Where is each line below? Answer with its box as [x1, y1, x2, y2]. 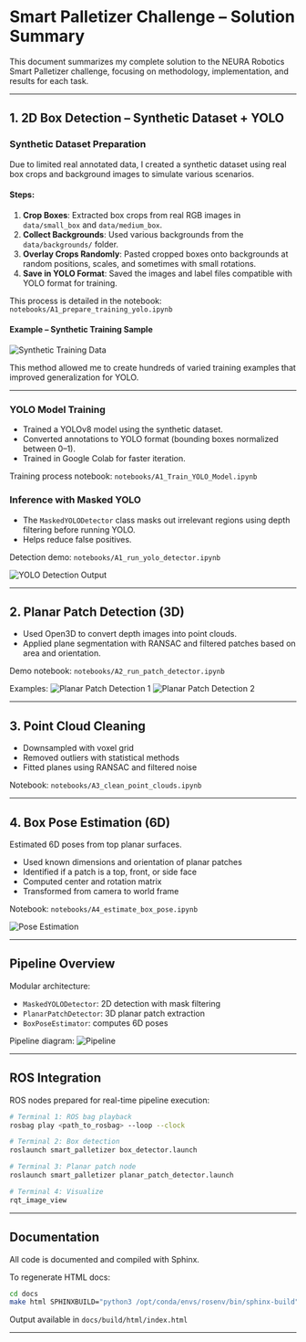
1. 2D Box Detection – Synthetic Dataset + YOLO [9, 111, 285, 126]
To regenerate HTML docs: [9, 1272, 111, 1283]
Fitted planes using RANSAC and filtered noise [22, 762, 198, 773]
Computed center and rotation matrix [22, 876, 162, 887]
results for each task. [9, 75, 89, 86]
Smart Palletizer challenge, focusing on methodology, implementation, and [9, 66, 289, 77]
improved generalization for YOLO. [9, 372, 139, 383]
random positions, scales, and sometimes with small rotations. [22, 258, 257, 269]
